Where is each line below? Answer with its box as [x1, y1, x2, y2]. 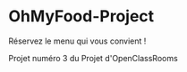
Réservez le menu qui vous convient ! [8, 36, 147, 46]
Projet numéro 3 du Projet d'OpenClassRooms [8, 52, 178, 63]
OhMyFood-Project [8, 6, 155, 27]
